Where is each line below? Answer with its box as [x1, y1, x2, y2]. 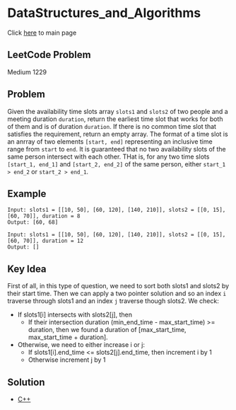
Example [7, 188, 47, 200]
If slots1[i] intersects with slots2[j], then [17, 310, 133, 319]
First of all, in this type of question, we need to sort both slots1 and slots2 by [7, 282, 230, 290]
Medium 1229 [7, 67, 47, 76]
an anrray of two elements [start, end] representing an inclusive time [7, 137, 213, 146]
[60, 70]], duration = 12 [7, 237, 83, 245]
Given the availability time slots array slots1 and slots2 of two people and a [7, 107, 228, 115]
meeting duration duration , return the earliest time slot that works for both [7, 115, 223, 123]
